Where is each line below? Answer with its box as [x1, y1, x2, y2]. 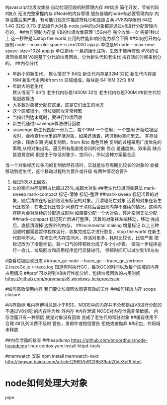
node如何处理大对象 [5, 378, 88, 389]
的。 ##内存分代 [5, 60, 38, 66]
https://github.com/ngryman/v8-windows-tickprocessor [5, 276, 120, 282]
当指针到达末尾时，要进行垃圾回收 [12, 114, 83, 120]
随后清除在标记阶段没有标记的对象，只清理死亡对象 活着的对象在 [21, 198, 153, 203]
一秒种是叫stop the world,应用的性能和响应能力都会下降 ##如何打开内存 [14, 35, 162, 41]
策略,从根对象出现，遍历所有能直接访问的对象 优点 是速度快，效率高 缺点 [12, 146, 162, 151]
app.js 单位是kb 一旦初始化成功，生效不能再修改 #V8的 [42, 48, 155, 54]
